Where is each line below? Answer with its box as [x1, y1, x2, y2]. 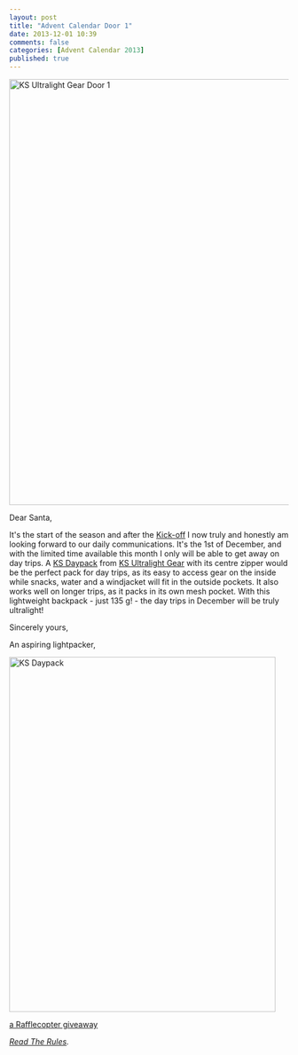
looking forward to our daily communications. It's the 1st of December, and [9, 539, 282, 549]
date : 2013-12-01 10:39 [9, 29, 98, 38]
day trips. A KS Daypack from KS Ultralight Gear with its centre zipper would [9, 558, 288, 568]
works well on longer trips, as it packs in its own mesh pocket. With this [9, 587, 271, 596]
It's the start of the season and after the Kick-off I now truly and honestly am [9, 530, 289, 539]
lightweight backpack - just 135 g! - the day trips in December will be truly [9, 595, 279, 606]
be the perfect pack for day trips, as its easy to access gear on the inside [9, 567, 277, 578]
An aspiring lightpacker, [9, 640, 96, 650]
